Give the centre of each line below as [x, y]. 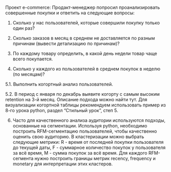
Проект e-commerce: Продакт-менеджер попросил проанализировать [83, 7]
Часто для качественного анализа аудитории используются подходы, [89, 120]
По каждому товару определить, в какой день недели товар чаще [85, 53]
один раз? [23, 28]
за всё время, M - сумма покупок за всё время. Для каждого [80, 153]
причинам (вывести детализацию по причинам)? [66, 44]
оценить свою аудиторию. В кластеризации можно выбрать [78, 137]
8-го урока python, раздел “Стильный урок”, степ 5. [62, 110]
